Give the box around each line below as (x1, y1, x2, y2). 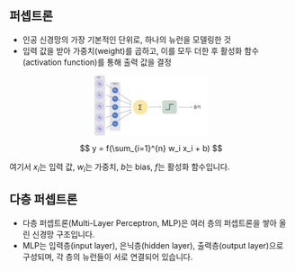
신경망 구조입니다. (31, 229, 95, 239)
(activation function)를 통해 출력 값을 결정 (22, 57, 173, 68)
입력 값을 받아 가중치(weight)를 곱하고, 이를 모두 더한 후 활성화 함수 (22, 45, 259, 56)
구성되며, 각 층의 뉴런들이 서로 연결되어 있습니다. (22, 251, 193, 262)
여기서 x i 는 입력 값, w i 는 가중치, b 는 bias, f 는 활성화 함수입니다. (9, 161, 230, 174)
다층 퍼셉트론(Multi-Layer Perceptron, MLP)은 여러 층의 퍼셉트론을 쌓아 (22, 217, 277, 228)
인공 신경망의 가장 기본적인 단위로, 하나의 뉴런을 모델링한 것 (22, 34, 232, 45)
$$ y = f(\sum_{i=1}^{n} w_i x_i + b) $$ (79, 142, 223, 153)
